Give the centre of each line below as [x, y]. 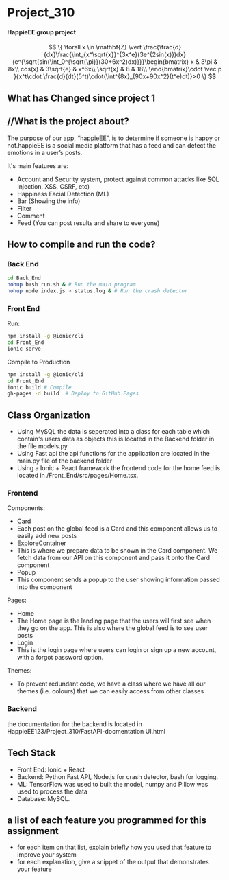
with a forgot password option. [60, 658]
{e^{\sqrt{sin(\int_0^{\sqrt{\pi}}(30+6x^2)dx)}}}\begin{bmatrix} [100, 62]
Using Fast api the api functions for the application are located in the [113, 454]
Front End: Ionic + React [51, 769]
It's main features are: [38, 165]
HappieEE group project [42, 32]
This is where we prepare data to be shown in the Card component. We [117, 551]
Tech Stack [31, 753]
